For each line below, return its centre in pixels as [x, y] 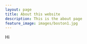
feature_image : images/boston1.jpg [42, 23]
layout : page [18, 10]
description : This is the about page [44, 19]
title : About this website [33, 14]
